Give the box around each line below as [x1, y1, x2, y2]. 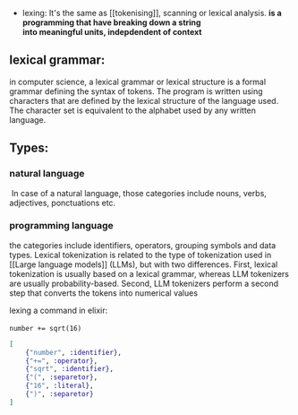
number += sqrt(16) [9, 324, 82, 333]
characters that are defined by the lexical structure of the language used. [9, 95, 279, 106]
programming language [9, 220, 114, 232]
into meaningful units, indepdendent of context [21, 27, 202, 37]
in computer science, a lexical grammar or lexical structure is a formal [9, 76, 267, 87]
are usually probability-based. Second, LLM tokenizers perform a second [9, 278, 279, 289]
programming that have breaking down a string [21, 17, 201, 28]
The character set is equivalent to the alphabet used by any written [9, 105, 257, 116]
